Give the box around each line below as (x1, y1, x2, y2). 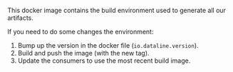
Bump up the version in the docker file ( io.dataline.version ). (17, 41, 199, 49)
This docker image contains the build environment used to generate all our (7, 6, 227, 14)
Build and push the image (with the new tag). (17, 49, 150, 57)
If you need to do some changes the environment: (7, 28, 154, 36)
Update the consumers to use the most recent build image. (17, 56, 191, 65)
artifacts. (7, 14, 34, 22)
